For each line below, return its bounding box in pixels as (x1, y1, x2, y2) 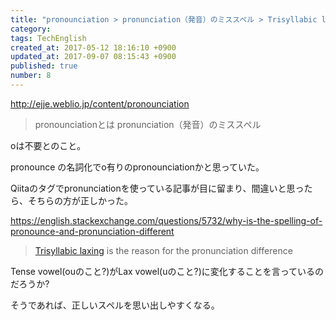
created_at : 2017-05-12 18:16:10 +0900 (10, 42, 177, 53)
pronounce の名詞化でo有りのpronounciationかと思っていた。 (10, 161, 265, 173)
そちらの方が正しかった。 (27, 194, 133, 206)
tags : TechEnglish (10, 33, 87, 43)
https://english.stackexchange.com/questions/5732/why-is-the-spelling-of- (10, 214, 323, 226)
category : (10, 24, 52, 34)
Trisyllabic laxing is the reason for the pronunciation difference (34, 244, 293, 256)
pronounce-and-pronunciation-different (10, 225, 175, 237)
